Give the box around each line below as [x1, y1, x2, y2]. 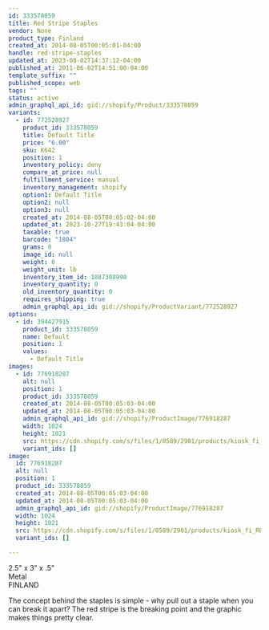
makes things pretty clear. [8, 612, 94, 622]
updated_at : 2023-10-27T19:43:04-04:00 [22, 221, 156, 229]
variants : [8, 109, 42, 117]
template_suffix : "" [8, 71, 78, 79]
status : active [8, 94, 59, 102]
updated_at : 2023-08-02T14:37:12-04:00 [8, 57, 142, 65]
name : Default [22, 332, 70, 341]
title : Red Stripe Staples [8, 19, 98, 27]
